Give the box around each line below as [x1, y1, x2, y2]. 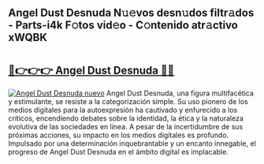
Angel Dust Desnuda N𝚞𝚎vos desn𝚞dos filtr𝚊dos [8, 6, 255, 20]
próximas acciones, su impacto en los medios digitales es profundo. [8, 130, 229, 140]
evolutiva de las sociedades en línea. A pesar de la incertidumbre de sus [8, 122, 244, 131]
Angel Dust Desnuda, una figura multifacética [106, 88, 255, 98]
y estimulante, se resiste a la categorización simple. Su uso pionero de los [8, 97, 248, 106]
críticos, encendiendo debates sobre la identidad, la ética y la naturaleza [8, 114, 244, 123]
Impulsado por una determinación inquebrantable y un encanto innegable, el [8, 139, 256, 148]
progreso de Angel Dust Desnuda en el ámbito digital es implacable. [8, 147, 229, 156]
